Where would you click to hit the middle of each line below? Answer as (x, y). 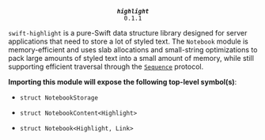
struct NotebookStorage (59, 98)
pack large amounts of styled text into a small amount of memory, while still (131, 58)
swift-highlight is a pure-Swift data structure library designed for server (128, 33)
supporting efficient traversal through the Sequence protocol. (106, 66)
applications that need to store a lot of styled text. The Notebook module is (129, 41)
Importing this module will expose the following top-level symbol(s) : (123, 82)
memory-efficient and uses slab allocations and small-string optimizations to (133, 50)
